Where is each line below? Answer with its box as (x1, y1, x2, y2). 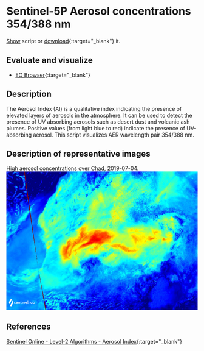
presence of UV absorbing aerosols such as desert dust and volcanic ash (6, 118, 190, 126)
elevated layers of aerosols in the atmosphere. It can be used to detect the (6, 112, 192, 119)
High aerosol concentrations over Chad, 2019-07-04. (6, 165, 139, 172)
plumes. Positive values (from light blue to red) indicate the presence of (6, 124, 185, 132)
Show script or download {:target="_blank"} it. (6, 37, 121, 44)
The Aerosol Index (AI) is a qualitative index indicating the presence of (6, 105, 182, 112)
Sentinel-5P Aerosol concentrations (6, 4, 191, 18)
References (6, 322, 51, 332)
